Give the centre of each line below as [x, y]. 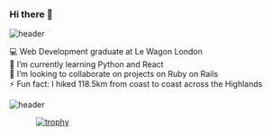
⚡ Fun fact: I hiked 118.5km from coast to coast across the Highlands [136, 84]
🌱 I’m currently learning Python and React [86, 64]
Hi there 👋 [32, 14]
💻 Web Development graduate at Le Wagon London [106, 52]
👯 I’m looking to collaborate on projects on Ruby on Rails [114, 74]
